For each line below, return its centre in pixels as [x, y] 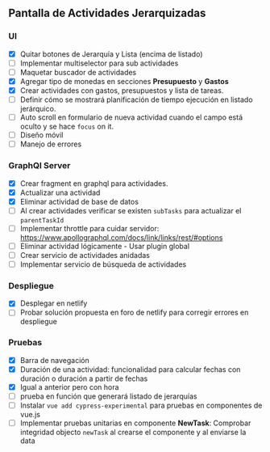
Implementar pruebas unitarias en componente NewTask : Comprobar [135, 423]
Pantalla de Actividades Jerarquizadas [107, 13]
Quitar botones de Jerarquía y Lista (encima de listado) [111, 54]
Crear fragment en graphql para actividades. [94, 183]
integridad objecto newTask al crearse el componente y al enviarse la [133, 433]
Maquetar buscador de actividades [78, 72]
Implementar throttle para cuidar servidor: [89, 228]
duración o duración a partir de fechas [84, 378]
